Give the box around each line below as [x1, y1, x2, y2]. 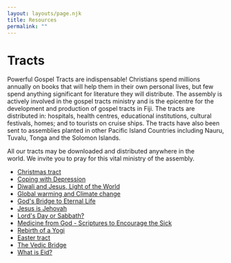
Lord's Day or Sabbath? [17, 211, 85, 220]
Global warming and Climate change [17, 190, 121, 198]
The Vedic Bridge [17, 241, 67, 249]
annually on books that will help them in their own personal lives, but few [7, 83, 214, 91]
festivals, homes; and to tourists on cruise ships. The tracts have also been [7, 119, 220, 127]
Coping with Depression [17, 175, 86, 183]
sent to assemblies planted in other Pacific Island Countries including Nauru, [7, 127, 224, 135]
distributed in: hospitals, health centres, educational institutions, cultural [7, 112, 212, 120]
